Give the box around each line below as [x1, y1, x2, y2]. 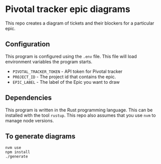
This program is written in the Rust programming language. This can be [5, 107, 153, 113]
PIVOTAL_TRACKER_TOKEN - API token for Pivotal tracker [12, 68, 123, 74]
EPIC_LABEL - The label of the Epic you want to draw [12, 79, 120, 85]
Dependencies [5, 94, 52, 102]
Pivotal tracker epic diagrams [5, 4, 131, 15]
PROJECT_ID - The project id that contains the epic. [12, 74, 116, 80]
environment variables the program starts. [5, 59, 93, 65]
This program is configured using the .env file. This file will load [5, 53, 137, 59]
